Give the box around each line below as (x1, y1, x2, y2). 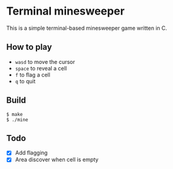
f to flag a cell (15, 71, 50, 78)
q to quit (15, 77, 36, 84)
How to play (6, 42, 52, 52)
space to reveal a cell (15, 64, 67, 72)
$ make (6, 111, 23, 117)
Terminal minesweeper (6, 4, 125, 18)
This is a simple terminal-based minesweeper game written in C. (6, 24, 168, 32)
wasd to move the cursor (15, 58, 75, 65)
